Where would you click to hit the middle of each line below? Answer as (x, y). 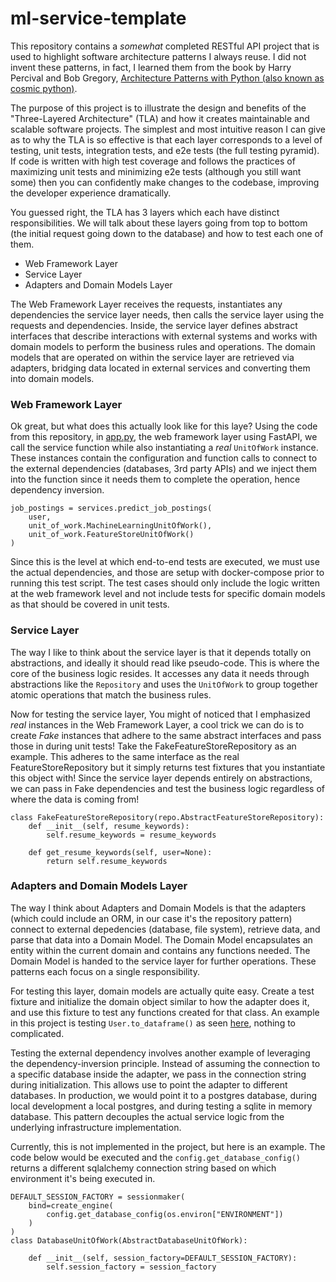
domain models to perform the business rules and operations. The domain (163, 346)
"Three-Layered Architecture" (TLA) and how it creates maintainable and (160, 118)
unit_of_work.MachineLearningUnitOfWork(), (120, 526)
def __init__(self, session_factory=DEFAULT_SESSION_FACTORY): (163, 1258)
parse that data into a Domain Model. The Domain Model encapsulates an (161, 939)
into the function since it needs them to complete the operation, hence (155, 479)
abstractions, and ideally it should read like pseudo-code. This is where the (165, 663)
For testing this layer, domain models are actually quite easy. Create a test (162, 991)
